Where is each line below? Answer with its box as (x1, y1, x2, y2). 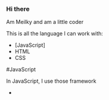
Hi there (6, 5, 30, 13)
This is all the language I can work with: (6, 30, 103, 37)
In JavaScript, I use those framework (6, 77, 96, 85)
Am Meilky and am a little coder (6, 19, 84, 26)
